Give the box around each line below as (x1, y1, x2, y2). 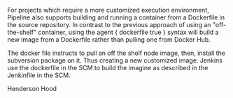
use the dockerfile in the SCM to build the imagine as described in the (7, 64, 209, 72)
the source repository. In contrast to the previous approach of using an (7, 21, 211, 28)
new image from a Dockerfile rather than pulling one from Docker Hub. (7, 35, 211, 44)
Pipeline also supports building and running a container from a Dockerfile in (7, 13, 225, 22)
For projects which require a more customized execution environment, (7, 6, 210, 14)
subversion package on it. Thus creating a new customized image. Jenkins (7, 56, 223, 65)
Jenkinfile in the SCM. (7, 71, 71, 79)
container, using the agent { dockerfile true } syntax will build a (38, 28, 219, 36)
